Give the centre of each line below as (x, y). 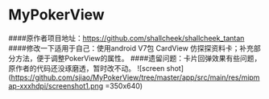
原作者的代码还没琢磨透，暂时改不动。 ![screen (87, 68)
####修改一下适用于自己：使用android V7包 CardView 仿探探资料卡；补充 (131, 48)
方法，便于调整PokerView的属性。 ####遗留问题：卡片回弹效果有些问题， (138, 58)
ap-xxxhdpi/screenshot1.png (56, 85)
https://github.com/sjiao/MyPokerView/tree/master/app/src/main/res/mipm (135, 77)
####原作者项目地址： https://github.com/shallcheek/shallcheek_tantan (126, 38)
